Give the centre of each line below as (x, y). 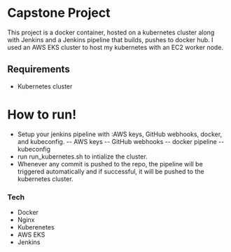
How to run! (42, 114)
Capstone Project (59, 13)
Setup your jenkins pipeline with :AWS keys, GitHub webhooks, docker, (120, 134)
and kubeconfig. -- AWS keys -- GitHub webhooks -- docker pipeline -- (121, 141)
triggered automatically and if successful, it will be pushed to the (111, 171)
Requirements (38, 69)
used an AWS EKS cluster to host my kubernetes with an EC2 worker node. (115, 47)
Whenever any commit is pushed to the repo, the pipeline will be (110, 164)
